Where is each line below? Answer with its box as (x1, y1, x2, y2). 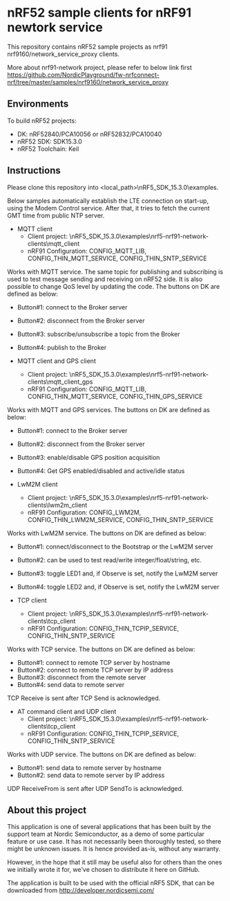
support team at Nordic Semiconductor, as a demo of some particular (7, 830, 205, 839)
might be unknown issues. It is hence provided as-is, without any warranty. (7, 845, 221, 853)
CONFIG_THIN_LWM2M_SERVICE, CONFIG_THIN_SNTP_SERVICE (27, 515, 214, 524)
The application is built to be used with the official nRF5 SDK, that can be (7, 879, 215, 887)
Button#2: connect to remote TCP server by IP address (17, 666, 174, 674)
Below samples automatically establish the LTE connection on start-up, (7, 196, 209, 205)
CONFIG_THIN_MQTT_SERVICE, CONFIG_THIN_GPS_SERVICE (27, 392, 203, 400)
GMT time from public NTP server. (7, 211, 105, 220)
